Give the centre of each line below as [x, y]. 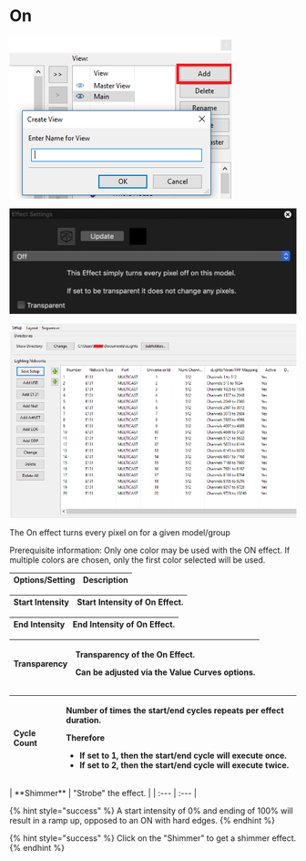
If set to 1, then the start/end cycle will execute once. [183, 756]
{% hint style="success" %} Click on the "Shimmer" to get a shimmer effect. [153, 838]
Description [106, 580]
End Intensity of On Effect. [124, 625]
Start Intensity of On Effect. [130, 602]
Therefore [85, 738]
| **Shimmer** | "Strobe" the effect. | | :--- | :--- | [103, 793]
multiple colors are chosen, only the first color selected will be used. [138, 560]
